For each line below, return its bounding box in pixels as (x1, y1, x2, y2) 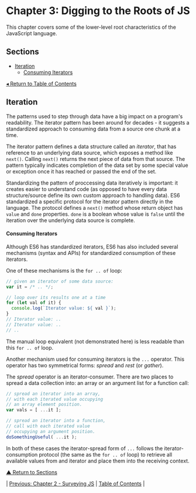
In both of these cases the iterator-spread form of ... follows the (6, 445, 163, 452)
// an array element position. (6, 401, 82, 408)
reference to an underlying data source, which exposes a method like (6, 149, 173, 156)
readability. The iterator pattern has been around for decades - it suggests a (6, 119, 190, 126)
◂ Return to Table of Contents (6, 80, 77, 87)
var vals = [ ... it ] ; (6, 407, 61, 413)
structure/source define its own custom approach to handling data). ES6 (6, 192, 180, 199)
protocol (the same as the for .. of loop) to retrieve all (39, 451, 173, 458)
